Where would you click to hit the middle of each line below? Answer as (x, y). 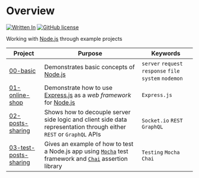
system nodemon (162, 78)
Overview (31, 11)
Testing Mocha (161, 152)
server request (162, 64)
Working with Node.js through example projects (64, 38)
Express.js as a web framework (88, 95)
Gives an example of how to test (89, 144)
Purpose (90, 53)
